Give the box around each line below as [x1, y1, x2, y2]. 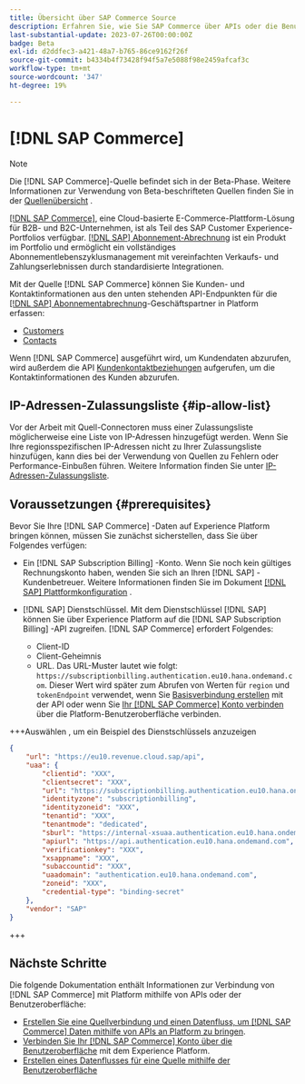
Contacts [22, 334, 57, 345]
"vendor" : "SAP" [25, 904, 88, 913]
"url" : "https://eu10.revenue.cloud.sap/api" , [25, 752, 205, 761]
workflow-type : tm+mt [9, 65, 92, 74]
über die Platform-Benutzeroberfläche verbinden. [35, 709, 221, 720]
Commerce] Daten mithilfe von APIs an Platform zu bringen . [22, 1026, 247, 1037]
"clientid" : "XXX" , [42, 769, 116, 778]
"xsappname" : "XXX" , [42, 853, 120, 863]
